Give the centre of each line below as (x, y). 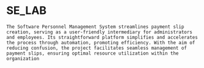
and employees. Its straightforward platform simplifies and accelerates (102, 37)
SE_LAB (27, 11)
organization (23, 58)
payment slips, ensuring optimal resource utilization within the (93, 53)
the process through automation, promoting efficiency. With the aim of (101, 42)
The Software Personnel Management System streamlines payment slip (95, 27)
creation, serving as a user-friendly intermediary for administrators (99, 32)
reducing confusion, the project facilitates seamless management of (97, 48)
